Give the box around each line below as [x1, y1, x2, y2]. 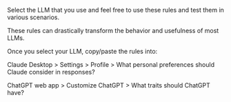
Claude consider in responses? [7, 68, 95, 76]
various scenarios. [7, 13, 60, 21]
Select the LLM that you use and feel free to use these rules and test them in [7, 6, 224, 14]
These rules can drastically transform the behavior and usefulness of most [7, 27, 219, 34]
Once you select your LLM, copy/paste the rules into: [7, 48, 158, 55]
